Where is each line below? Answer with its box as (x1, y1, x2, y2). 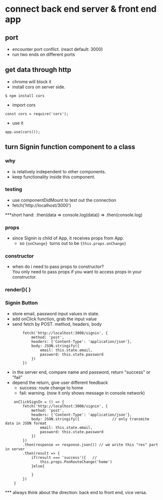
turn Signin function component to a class (5, 143, 136, 151)
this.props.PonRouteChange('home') (40, 459, 112, 464)
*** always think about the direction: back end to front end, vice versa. (5, 489, 147, 495)
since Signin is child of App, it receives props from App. (12, 235, 124, 241)
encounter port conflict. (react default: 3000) (12, 47, 103, 52)
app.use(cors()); (5, 129, 41, 134)
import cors (12, 102, 36, 108)
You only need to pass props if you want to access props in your (12, 269, 142, 275)
